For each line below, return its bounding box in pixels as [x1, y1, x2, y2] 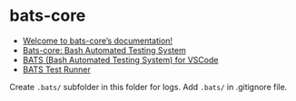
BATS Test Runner [22, 64, 91, 75]
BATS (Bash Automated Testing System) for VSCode [22, 54, 219, 65]
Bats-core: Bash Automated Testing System [22, 44, 186, 55]
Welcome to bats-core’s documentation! [22, 35, 173, 46]
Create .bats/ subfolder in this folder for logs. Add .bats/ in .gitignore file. [9, 81, 288, 92]
